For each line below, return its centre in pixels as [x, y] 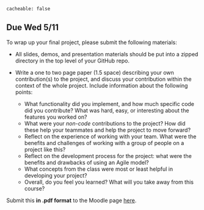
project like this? [45, 149]
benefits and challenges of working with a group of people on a [104, 143]
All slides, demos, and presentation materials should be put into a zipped [107, 54]
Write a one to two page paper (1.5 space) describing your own [94, 72]
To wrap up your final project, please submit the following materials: [92, 42]
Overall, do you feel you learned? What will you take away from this [109, 182]
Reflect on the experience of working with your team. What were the [110, 136]
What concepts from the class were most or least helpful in [98, 169]
